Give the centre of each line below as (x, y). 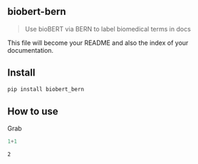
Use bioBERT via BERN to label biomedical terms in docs (108, 29)
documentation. (31, 50)
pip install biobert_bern (46, 89)
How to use (33, 111)
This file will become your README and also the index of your (98, 43)
